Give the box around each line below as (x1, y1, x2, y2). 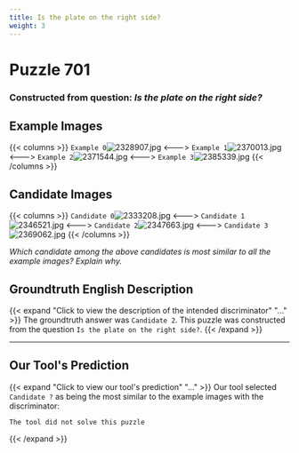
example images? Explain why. (9, 256, 123, 266)
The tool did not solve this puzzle (9, 417, 145, 426)
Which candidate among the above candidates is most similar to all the (9, 246, 271, 258)
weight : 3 (9, 21, 46, 30)
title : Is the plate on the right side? (9, 12, 162, 22)
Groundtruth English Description (9, 282, 194, 297)
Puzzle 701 (9, 60, 91, 80)
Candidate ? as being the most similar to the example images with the (9, 391, 264, 401)
